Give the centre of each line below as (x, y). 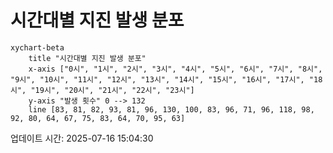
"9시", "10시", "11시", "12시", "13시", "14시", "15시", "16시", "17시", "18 (166, 79)
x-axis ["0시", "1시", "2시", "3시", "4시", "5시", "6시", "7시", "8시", (175, 69)
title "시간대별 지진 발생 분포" (87, 58)
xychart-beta (37, 47)
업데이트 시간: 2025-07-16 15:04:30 (82, 138)
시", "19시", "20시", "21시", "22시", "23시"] (102, 90)
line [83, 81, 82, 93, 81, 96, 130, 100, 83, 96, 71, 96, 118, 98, (171, 109)
